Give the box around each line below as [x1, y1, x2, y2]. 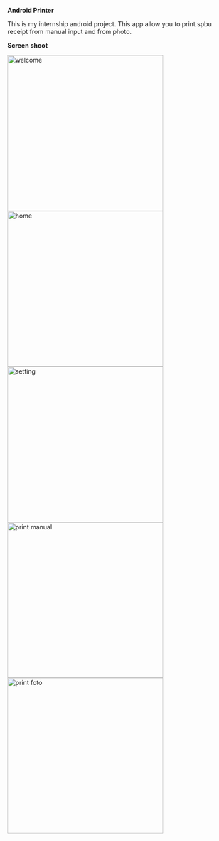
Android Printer [7, 6, 55, 14]
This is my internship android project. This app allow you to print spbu [7, 20, 212, 28]
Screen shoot [7, 41, 48, 49]
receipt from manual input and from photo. [7, 28, 132, 36]
